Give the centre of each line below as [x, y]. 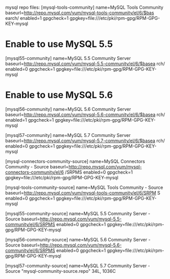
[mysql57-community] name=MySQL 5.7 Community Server [68, 135]
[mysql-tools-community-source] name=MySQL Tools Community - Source [84, 187]
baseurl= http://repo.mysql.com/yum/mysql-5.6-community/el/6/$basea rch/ [85, 115]
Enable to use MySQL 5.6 [59, 95]
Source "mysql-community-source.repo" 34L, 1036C [60, 271]
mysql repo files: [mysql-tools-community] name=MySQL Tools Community [84, 7]
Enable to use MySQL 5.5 [59, 44]
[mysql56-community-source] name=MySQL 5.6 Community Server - [78, 239]
